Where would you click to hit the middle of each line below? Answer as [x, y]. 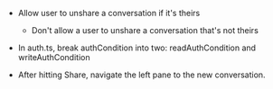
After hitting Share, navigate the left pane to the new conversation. [141, 75]
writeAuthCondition [54, 57]
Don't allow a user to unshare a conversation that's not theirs [145, 30]
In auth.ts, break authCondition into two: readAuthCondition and [136, 48]
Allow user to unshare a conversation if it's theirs [109, 13]
